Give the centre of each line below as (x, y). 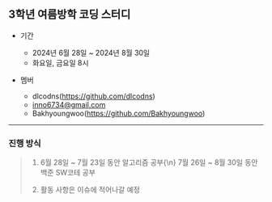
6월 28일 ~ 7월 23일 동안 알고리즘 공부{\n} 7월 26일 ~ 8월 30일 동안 (149, 162)
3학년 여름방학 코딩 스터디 (70, 15)
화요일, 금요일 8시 (60, 62)
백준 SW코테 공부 (68, 173)
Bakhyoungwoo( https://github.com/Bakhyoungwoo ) (119, 113)
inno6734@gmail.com (69, 104)
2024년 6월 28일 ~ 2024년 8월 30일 (91, 53)
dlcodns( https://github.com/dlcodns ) (93, 96)
